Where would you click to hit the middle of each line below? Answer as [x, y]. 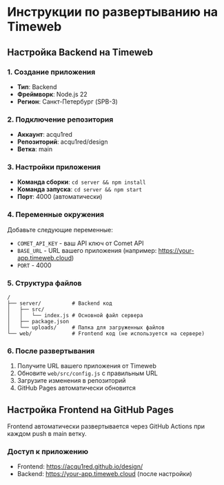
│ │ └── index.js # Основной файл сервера [75, 316]
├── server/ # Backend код [60, 304]
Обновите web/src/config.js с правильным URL [88, 373]
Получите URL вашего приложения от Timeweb [87, 366]
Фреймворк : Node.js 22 [52, 94]
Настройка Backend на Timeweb [80, 52]
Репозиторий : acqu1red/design [62, 142]
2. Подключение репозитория [60, 120]
